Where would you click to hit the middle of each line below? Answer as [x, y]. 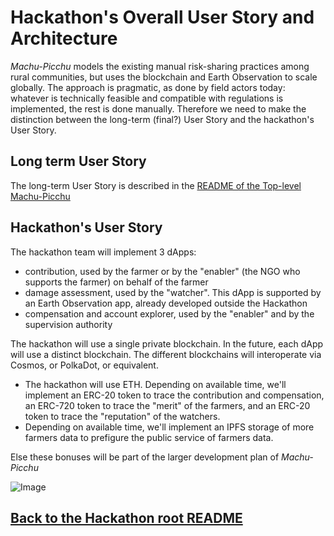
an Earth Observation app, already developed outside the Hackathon [166, 303]
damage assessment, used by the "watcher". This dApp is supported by [173, 292]
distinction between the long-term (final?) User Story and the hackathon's [162, 119]
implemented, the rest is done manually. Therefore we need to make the [158, 108]
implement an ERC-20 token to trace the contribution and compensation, [174, 395]
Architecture [64, 38]
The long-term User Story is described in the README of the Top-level [156, 185]
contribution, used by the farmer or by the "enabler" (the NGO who [162, 271]
